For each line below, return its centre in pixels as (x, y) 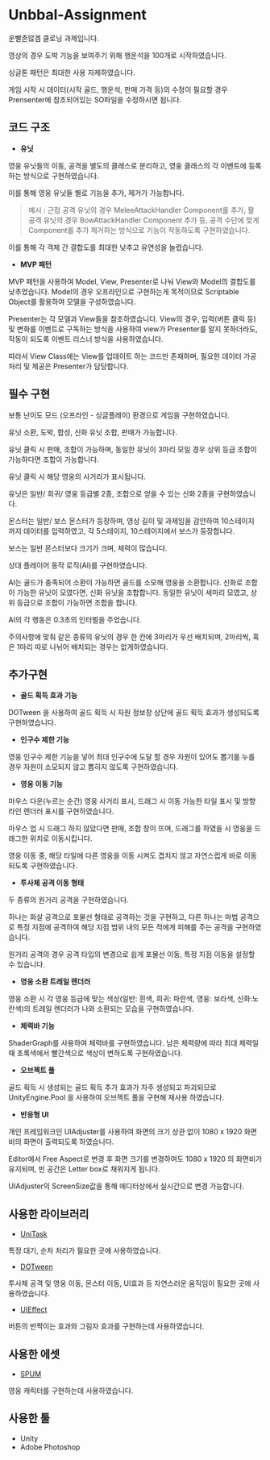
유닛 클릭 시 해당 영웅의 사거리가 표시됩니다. (77, 476)
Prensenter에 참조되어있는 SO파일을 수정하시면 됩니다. (95, 99)
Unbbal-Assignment (78, 15)
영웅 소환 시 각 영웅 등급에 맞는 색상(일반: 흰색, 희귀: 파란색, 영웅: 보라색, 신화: (130, 999)
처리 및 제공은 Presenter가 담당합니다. (69, 366)
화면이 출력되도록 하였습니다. (69, 1142)
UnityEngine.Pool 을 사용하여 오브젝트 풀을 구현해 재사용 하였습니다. (116, 1097)
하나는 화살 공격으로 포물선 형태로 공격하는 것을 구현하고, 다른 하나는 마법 (123, 917)
